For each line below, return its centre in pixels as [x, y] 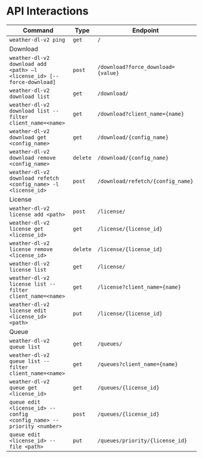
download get [28, 137]
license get [27, 229]
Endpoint [145, 30]
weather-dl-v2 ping [37, 40]
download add [28, 64]
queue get [23, 388]
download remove [33, 158]
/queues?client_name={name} [138, 364]
